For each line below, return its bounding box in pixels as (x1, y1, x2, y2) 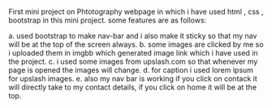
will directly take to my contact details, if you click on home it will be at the (8, 82, 257, 92)
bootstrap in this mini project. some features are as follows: (8, 15, 207, 25)
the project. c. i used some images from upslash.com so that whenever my (8, 56, 258, 66)
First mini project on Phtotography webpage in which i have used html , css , (8, 7, 264, 16)
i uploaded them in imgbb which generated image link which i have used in (8, 48, 258, 57)
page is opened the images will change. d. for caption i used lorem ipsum (8, 65, 254, 75)
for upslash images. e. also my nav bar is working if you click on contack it (8, 74, 257, 83)
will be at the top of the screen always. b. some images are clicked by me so (8, 39, 264, 49)
